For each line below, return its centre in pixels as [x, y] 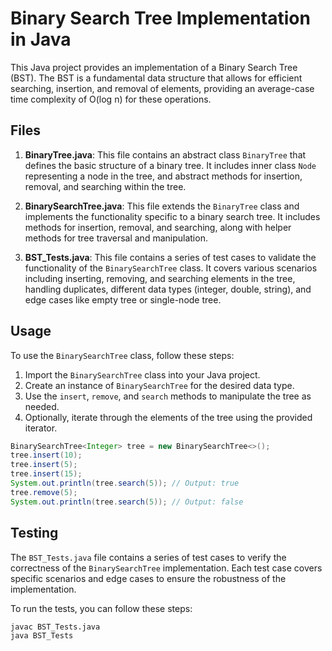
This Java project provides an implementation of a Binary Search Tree [154, 67]
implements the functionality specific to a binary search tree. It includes [172, 216]
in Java [41, 39]
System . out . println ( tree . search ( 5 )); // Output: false [127, 502]
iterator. [41, 428]
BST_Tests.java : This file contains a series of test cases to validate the [170, 257]
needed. [42, 406]
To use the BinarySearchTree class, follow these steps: [122, 355]
